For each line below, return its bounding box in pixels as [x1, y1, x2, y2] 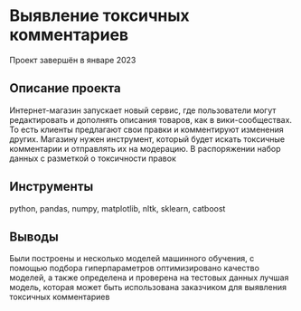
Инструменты [9, 179, 94, 194]
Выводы [9, 229, 59, 244]
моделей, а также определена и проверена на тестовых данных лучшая [9, 272, 289, 283]
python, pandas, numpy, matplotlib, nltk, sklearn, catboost [9, 203, 226, 213]
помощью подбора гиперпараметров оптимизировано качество [9, 263, 260, 274]
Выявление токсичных [9, 5, 190, 26]
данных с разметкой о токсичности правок [9, 153, 176, 164]
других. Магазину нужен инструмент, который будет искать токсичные [9, 133, 286, 145]
